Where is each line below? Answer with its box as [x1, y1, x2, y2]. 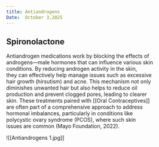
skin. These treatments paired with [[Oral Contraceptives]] [6, 97, 150, 104]
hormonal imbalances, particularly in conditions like [6, 110, 133, 117]
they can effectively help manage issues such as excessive [6, 71, 152, 79]
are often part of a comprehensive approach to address [6, 103, 143, 111]
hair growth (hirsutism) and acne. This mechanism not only [6, 78, 151, 85]
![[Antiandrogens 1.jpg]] [6, 134, 65, 142]
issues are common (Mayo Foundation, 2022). [6, 122, 120, 130]
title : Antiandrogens [6, 8, 60, 15]
